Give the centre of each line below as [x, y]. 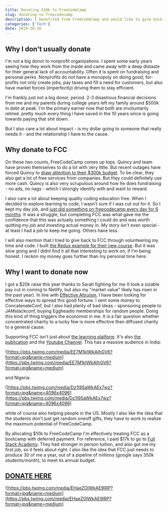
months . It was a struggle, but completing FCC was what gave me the [77, 214]
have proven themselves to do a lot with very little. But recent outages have [83, 167]
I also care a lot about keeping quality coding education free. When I [76, 198]
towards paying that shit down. [37, 119]
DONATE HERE [28, 476]
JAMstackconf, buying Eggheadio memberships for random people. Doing [82, 311]
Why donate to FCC [36, 150]
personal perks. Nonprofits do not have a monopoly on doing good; [75, 77]
